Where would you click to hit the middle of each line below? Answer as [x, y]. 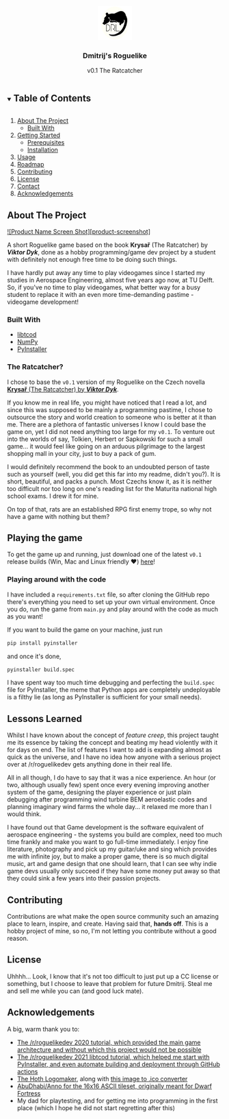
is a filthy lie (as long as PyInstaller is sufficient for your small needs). [104, 697]
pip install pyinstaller [42, 643]
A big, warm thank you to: [43, 1029]
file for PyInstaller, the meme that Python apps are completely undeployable [114, 690]
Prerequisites [46, 143]
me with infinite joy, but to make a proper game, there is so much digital [108, 856]
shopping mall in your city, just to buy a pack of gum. [82, 453]
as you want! [25, 616]
